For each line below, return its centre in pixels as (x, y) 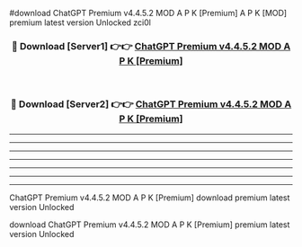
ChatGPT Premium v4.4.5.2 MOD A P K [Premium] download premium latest (150, 198)
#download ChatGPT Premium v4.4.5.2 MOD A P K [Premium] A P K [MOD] (148, 13)
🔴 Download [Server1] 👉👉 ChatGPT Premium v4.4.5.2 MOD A (151, 46)
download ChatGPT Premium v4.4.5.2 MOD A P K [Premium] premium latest (150, 225)
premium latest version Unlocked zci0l (80, 22)
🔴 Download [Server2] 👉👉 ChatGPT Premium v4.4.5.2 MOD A (151, 104)
